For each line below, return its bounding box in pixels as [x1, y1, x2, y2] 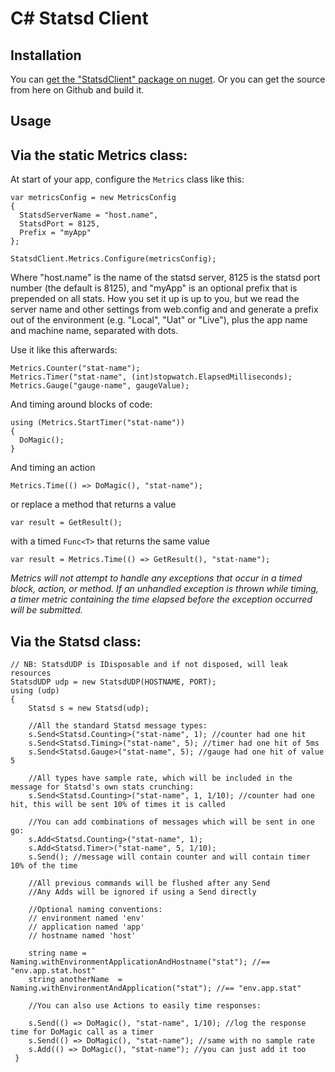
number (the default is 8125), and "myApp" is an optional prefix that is [10, 282, 298, 294]
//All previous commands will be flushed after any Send [28, 878, 271, 889]
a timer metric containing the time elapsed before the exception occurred [10, 593, 313, 606]
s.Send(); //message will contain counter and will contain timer [28, 852, 311, 862]
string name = [28, 948, 87, 959]
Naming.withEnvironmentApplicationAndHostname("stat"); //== [10, 957, 271, 967]
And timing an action [10, 462, 96, 474]
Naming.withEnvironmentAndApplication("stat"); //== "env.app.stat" [10, 983, 302, 994]
